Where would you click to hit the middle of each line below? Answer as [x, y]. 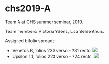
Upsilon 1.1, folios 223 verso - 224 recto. [53, 56]
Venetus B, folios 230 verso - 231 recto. [52, 50]
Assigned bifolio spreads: [30, 40]
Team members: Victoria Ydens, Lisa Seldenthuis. [55, 31]
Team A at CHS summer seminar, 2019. [44, 22]
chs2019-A [28, 8]
